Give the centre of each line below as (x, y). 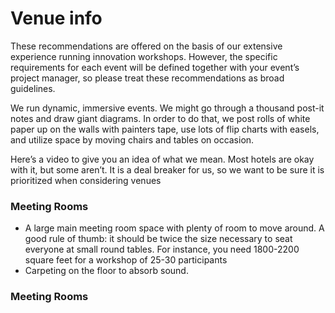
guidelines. (33, 88)
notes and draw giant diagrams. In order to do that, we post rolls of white (160, 118)
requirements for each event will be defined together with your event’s (155, 67)
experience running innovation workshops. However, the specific (144, 56)
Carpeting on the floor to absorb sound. (106, 271)
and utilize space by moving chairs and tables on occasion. (132, 139)
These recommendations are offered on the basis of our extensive (146, 46)
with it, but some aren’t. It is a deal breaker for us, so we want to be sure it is (167, 169)
